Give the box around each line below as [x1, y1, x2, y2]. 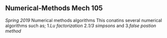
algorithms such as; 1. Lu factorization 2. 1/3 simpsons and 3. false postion [5, 22, 156, 28]
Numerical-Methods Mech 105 [5, 4, 103, 12]
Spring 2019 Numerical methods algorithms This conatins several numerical [5, 17, 162, 23]
